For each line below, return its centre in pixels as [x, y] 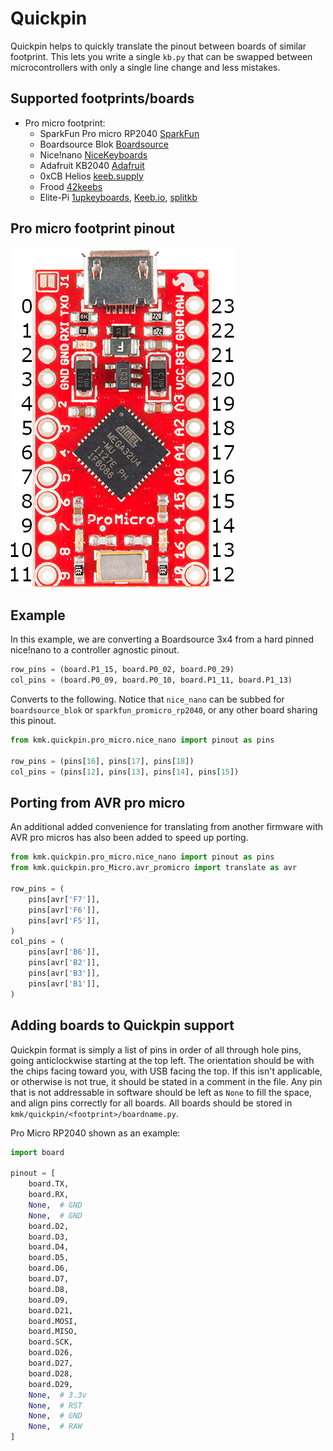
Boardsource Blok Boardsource [104, 144]
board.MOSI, [53, 1321]
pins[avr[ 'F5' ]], [64, 920]
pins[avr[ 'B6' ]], [64, 952]
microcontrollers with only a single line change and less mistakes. [145, 67]
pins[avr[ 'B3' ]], [64, 973]
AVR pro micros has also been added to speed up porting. [129, 838]
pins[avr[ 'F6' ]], [64, 910]
